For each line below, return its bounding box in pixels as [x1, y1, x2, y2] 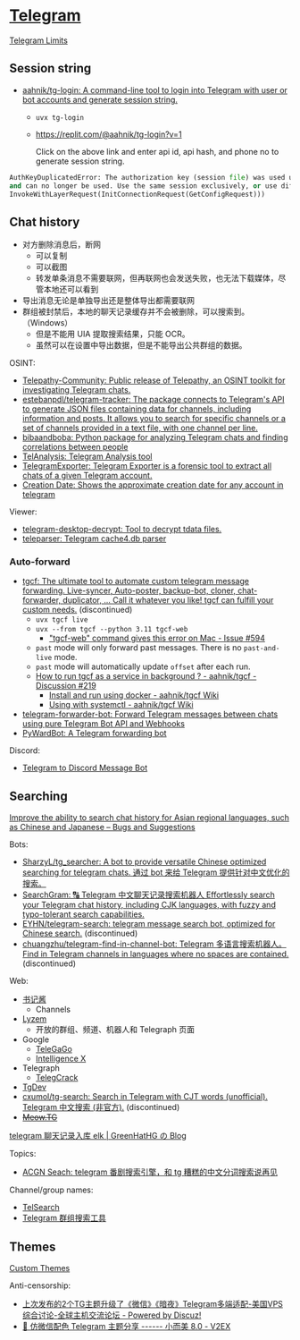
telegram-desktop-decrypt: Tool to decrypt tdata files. [21, 524, 222, 535]
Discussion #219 [35, 681, 96, 691]
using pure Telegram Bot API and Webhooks [21, 718, 186, 729]
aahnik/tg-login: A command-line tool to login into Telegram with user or [21, 84, 288, 95]
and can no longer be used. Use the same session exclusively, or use [9, 181, 278, 191]
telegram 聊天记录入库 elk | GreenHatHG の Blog [9, 1131, 187, 1141]
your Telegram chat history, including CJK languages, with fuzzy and [21, 900, 277, 911]
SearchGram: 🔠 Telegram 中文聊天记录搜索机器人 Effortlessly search [21, 889, 275, 900]
